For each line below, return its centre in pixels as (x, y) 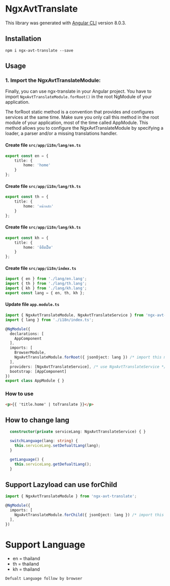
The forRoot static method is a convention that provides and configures (80, 112)
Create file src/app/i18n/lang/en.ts (43, 145)
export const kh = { (27, 238)
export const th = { (27, 197)
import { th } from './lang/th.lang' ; (46, 284)
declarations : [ (27, 334)
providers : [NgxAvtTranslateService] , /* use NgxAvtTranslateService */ (88, 367)
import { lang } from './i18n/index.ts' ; (50, 320)
